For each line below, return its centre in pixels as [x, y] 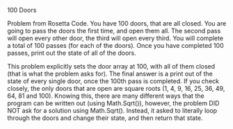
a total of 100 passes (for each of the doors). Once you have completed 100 [115, 45]
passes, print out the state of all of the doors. [72, 53]
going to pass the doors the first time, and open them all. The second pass [114, 31]
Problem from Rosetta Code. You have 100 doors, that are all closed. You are [117, 23]
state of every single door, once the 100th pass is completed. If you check [113, 81]
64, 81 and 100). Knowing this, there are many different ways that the [106, 96]
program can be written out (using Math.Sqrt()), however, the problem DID [113, 103]
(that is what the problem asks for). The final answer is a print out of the [110, 74]
